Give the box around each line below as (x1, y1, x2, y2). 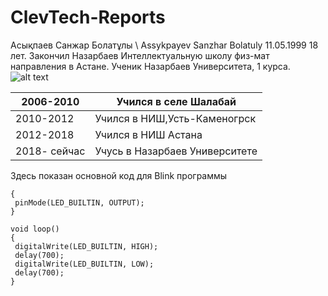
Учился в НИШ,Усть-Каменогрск (94, 111, 257, 125)
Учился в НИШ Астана (94, 127, 203, 141)
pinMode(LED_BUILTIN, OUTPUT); (14, 197, 145, 208)
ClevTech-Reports (10, 6, 166, 29)
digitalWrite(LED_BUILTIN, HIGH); (14, 241, 159, 251)
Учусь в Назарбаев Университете (94, 144, 258, 158)
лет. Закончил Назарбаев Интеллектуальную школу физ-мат (10, 49, 270, 61)
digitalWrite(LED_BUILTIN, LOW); (14, 259, 155, 269)
